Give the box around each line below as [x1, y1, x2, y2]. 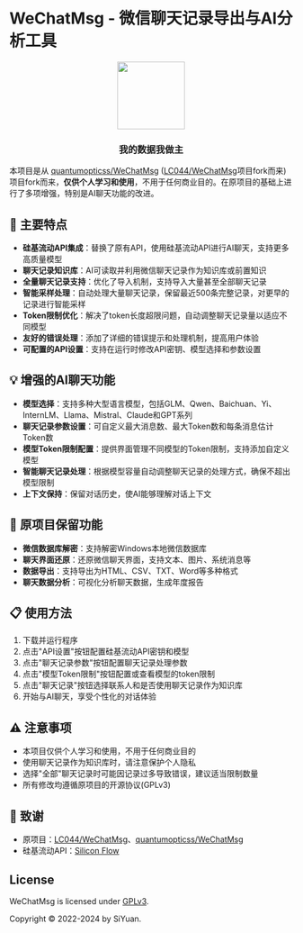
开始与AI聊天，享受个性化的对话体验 [22, 691, 157, 702]
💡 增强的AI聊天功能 [9, 373, 116, 388]
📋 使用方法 [9, 605, 73, 621]
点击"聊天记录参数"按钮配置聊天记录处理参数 [22, 657, 188, 668]
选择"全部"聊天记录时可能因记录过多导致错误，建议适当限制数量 [22, 768, 259, 779]
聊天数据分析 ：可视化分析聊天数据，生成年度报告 [22, 576, 204, 587]
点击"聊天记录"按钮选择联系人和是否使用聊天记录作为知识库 [22, 680, 243, 691]
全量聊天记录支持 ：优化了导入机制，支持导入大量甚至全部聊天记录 [22, 276, 267, 287]
